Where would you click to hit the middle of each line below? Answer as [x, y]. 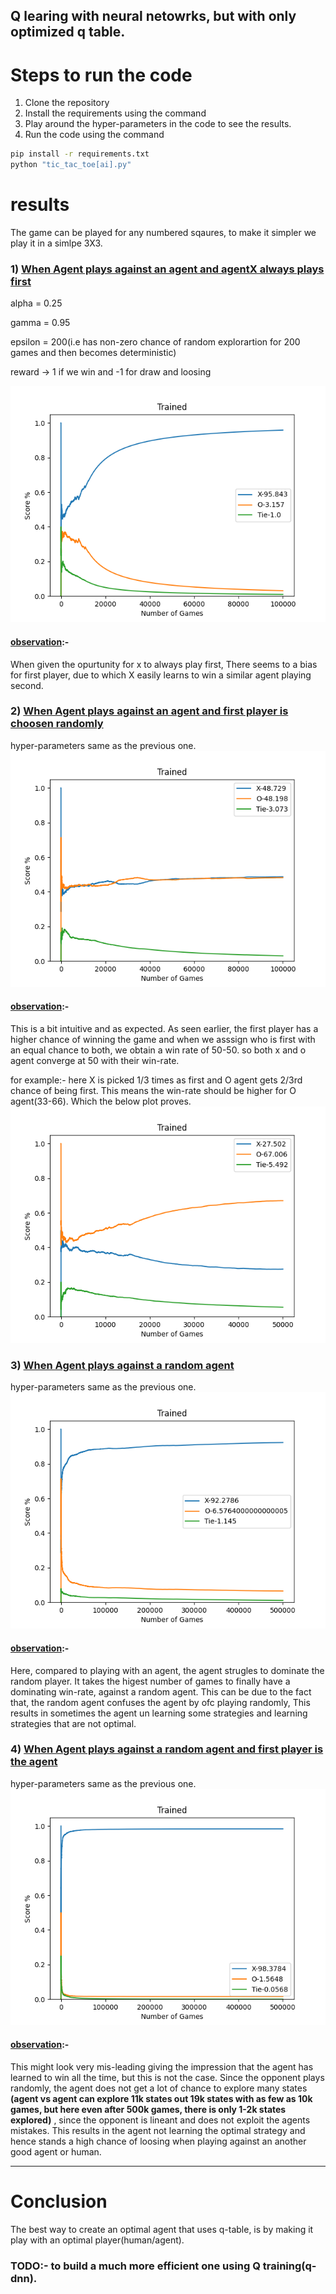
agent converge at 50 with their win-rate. [95, 1061]
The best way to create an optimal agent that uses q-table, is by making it [162, 2229]
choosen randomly [57, 724]
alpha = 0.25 [36, 303]
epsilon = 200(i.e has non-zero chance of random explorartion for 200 [155, 342]
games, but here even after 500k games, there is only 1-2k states [148, 2110]
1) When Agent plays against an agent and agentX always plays [167, 269]
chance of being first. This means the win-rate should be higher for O [153, 1091]
